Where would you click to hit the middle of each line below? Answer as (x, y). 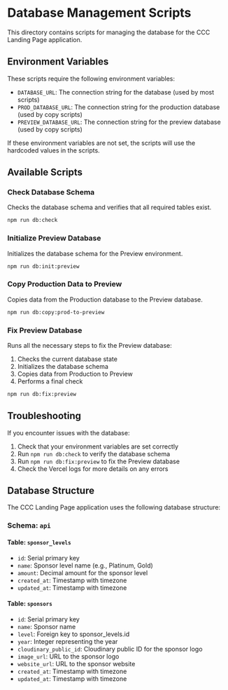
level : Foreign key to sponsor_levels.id (73, 634)
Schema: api (29, 526)
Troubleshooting (44, 416)
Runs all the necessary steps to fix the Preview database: (90, 345)
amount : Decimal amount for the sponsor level (83, 572)
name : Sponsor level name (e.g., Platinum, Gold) (85, 565)
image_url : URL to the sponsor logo (68, 656)
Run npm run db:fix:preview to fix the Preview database (99, 461)
